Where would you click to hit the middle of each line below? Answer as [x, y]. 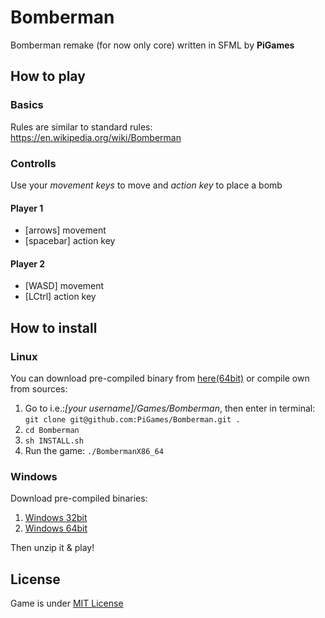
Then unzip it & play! [52, 548]
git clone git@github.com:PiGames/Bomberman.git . [132, 420]
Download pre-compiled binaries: [79, 498]
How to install [54, 327]
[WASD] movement [64, 286]
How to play [48, 76]
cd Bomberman [52, 431]
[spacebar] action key [70, 241]
